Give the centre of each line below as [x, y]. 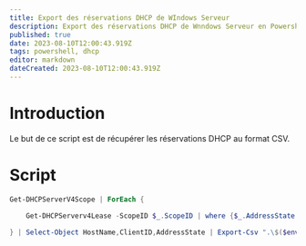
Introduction [57, 113]
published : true [40, 34]
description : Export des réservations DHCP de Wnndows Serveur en [138, 26]
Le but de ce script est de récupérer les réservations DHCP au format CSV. [150, 138]
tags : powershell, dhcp [55, 52]
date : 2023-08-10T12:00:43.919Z [71, 43]
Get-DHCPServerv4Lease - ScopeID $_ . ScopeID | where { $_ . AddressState [161, 216]
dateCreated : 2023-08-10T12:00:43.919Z [85, 69]
